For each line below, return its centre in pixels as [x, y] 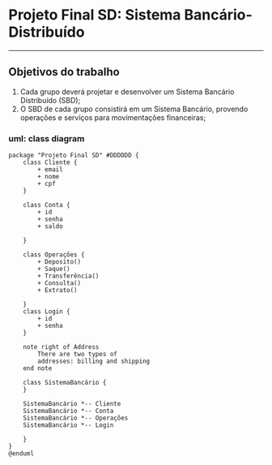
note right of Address [61, 347]
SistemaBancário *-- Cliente [72, 404]
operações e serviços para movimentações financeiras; [113, 117]
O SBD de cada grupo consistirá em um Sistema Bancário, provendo [134, 109]
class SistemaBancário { [65, 383]
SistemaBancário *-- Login [68, 425]
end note [38, 368]
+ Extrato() [58, 291]
